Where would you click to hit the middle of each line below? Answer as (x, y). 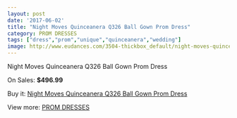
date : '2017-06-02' (36, 20)
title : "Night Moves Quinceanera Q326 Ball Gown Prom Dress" (99, 27)
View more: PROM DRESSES (49, 107)
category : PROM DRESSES (42, 33)
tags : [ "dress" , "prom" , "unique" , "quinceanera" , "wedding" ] (94, 40)
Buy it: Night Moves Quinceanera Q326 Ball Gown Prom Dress (97, 93)
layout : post (26, 14)
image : (17, 46)
